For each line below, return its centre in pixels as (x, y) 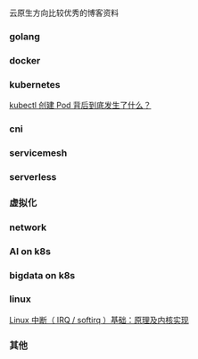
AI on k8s (30, 251)
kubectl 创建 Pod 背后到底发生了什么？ (80, 106)
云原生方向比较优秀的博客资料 (64, 13)
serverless (33, 176)
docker (25, 60)
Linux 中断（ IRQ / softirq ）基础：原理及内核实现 (99, 320)
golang (25, 36)
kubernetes (35, 84)
